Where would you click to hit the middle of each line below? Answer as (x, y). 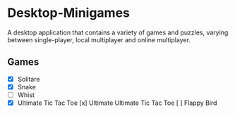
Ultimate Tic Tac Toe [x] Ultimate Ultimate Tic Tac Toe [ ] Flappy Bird (117, 103)
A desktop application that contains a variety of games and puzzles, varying (118, 32)
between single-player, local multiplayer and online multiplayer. (99, 39)
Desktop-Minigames (69, 13)
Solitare (29, 79)
